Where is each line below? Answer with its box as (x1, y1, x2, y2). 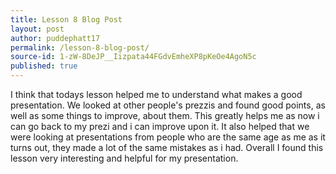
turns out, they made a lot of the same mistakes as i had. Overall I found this (10, 142, 324, 153)
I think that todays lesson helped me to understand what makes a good (10, 89, 303, 100)
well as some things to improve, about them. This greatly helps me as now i (10, 110, 320, 121)
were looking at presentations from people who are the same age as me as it (10, 131, 326, 143)
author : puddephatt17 (10, 33, 101, 43)
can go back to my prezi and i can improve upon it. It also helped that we (10, 121, 310, 132)
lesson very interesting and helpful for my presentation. (10, 152, 239, 164)
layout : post (10, 24, 65, 34)
